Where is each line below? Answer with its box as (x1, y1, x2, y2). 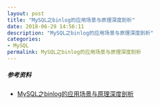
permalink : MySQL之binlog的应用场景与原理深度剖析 (7, 49, 142, 56)
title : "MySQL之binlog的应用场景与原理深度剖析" (7, 17, 135, 23)
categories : (7, 36, 41, 43)
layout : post (7, 10, 45, 17)
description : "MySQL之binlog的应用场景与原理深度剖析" (7, 29, 154, 37)
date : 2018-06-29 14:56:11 (7, 23, 84, 30)
